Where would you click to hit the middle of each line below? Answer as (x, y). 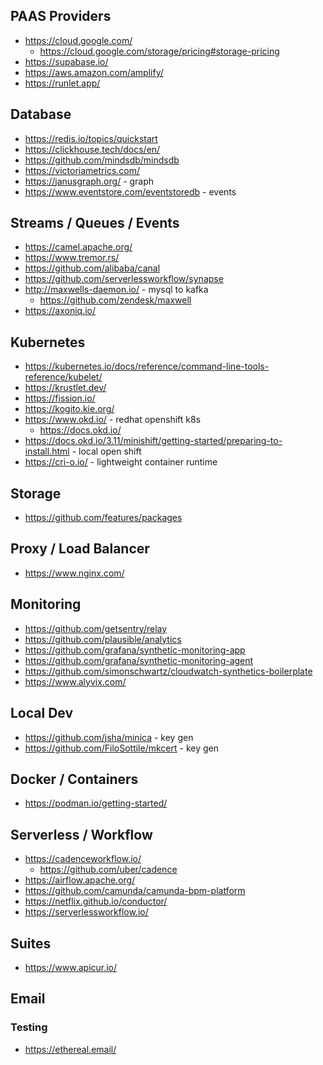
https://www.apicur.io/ (71, 967)
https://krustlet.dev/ (65, 388)
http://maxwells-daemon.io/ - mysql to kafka (116, 290)
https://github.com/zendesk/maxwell (115, 300)
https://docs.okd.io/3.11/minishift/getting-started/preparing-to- (153, 441)
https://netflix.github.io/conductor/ (96, 901)
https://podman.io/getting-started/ (96, 803)
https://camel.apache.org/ (78, 247)
